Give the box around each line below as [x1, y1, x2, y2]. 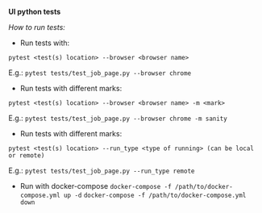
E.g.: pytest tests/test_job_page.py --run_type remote [8, 165, 195, 175]
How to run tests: [8, 23, 66, 31]
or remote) [8, 152, 45, 160]
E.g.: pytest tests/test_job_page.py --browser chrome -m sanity [8, 113, 227, 123]
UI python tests [8, 7, 61, 16]
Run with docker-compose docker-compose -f [19, 182, 172, 190]
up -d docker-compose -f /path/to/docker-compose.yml [63, 191, 247, 199]
